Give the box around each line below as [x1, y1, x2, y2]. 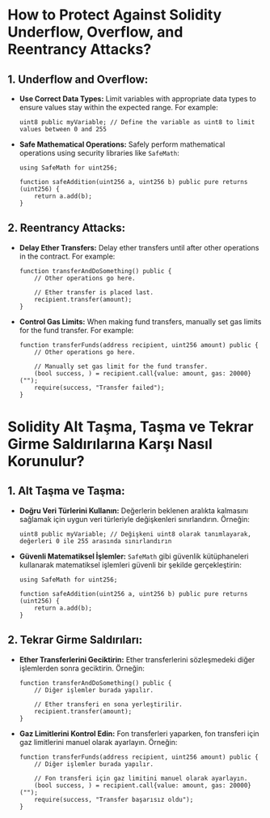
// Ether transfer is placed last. [34, 288, 154, 297]
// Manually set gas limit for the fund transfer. [34, 362, 209, 370]
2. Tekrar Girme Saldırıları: [7, 633, 143, 647]
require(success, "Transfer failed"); [34, 383, 165, 392]
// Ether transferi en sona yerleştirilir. [34, 700, 183, 709]
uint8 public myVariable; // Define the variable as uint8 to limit [19, 118, 255, 126]
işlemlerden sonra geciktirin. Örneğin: [19, 663, 145, 673]
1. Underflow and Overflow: [7, 72, 149, 86]
